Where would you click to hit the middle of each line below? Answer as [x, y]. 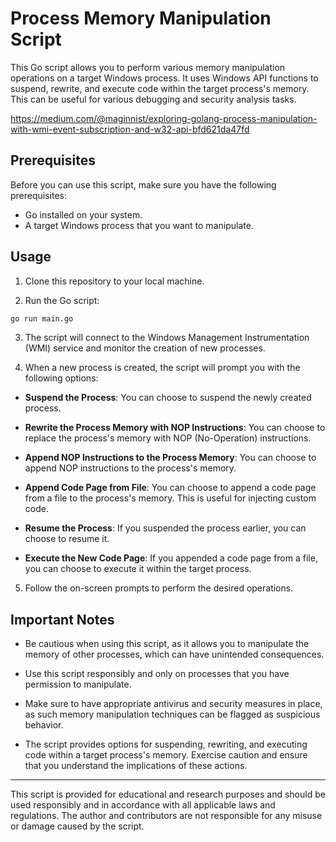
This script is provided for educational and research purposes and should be [168, 794]
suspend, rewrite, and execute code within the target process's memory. [160, 88]
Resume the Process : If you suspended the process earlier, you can [165, 528]
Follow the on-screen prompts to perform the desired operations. [159, 588]
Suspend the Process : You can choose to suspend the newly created [168, 398]
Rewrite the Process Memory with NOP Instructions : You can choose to [175, 428]
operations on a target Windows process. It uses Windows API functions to [164, 78]
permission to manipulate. [78, 684]
